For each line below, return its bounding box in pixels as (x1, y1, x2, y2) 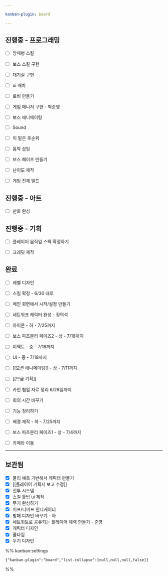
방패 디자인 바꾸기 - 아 (12, 513, 56, 519)
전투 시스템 (12, 487, 34, 493)
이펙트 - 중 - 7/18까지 (12, 344, 55, 350)
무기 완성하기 (12, 500, 38, 506)
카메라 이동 (12, 440, 34, 446)
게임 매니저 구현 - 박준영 (12, 103, 60, 109)
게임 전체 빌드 (12, 178, 39, 184)
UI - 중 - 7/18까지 (12, 354, 47, 360)
